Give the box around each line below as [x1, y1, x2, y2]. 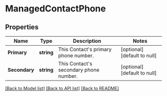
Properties [5, 23, 39, 31]
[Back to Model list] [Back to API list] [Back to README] [5, 86, 119, 91]
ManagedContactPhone [5, 3, 106, 14]
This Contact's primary [58, 46, 112, 53]
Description [73, 38, 101, 44]
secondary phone [58, 67, 99, 73]
